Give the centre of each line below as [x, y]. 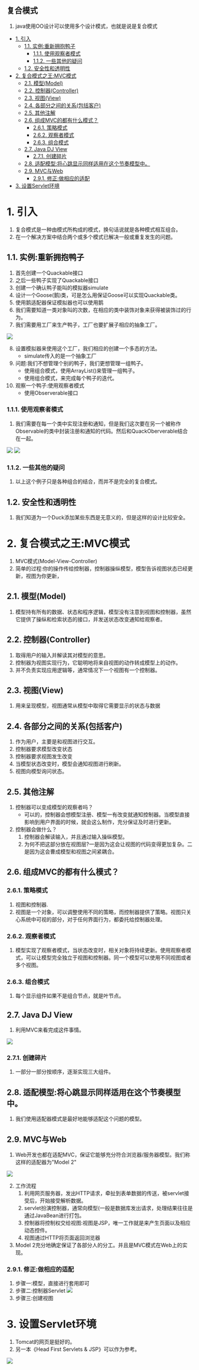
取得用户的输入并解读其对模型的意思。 [62, 655]
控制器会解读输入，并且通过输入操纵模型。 [76, 836]
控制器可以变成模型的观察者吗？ [54, 807]
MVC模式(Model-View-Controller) [56, 561]
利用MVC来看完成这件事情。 [50, 1030]
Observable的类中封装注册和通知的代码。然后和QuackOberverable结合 [102, 431]
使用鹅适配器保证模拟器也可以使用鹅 [59, 302]
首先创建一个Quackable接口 [49, 273]
